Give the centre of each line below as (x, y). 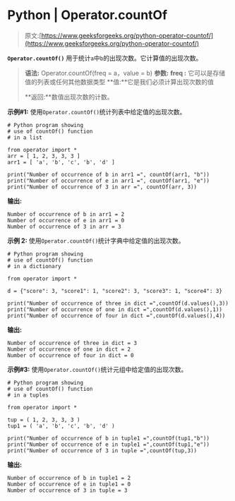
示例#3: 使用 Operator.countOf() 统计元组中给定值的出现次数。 (97, 369)
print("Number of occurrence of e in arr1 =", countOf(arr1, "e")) (109, 181)
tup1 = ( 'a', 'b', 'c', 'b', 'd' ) (61, 426)
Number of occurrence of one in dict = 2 (69, 349)
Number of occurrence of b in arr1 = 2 (66, 214)
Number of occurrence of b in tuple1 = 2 (69, 478)
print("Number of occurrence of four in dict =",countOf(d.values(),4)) (116, 315)
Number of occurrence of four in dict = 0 (71, 355)
